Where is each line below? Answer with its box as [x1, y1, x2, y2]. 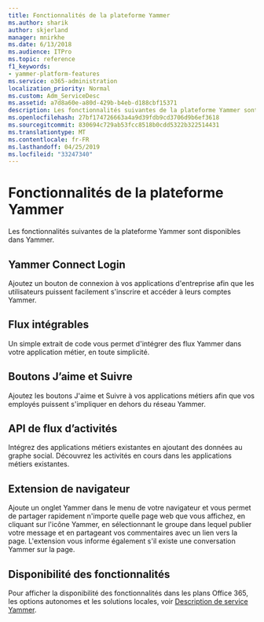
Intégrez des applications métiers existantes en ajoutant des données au [8, 443, 243, 452]
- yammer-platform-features [8, 70, 101, 78]
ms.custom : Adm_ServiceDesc [8, 92, 101, 100]
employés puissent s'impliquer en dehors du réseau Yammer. [8, 399, 207, 408]
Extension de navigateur [8, 482, 130, 496]
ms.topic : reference [8, 56, 76, 64]
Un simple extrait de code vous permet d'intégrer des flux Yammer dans [8, 338, 242, 348]
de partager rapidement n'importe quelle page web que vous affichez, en [8, 511, 246, 521]
